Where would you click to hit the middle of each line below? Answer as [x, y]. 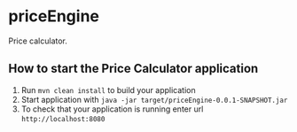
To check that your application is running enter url [112, 109]
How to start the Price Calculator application [133, 69]
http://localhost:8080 [63, 119]
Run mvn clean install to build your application [108, 89]
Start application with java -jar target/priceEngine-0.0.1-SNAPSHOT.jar [154, 99]
